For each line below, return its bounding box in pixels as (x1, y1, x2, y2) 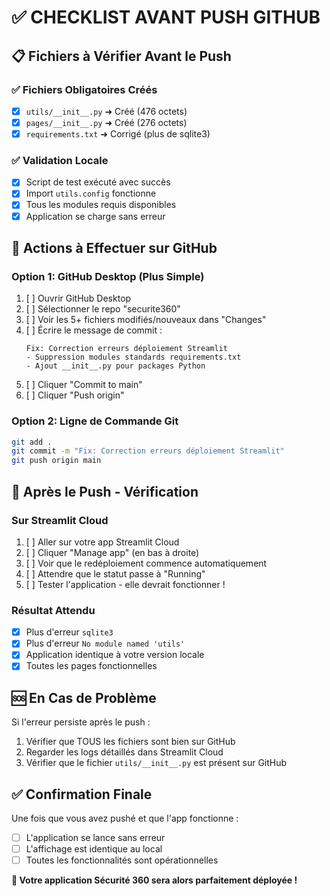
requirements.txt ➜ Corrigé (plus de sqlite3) (25, 128, 211, 140)
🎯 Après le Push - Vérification (11, 483, 199, 500)
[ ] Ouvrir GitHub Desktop (25, 292, 132, 305)
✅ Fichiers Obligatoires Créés (11, 82, 158, 96)
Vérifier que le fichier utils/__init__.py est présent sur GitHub (25, 757, 288, 769)
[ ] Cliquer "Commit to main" (25, 379, 143, 391)
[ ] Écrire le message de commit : (25, 324, 163, 336)
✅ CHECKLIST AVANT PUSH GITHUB (11, 6, 321, 29)
